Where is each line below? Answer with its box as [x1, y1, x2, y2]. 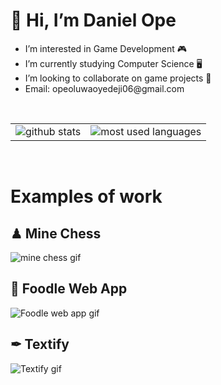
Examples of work [10, 185, 163, 208]
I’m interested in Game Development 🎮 [24, 42, 187, 54]
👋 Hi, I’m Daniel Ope [10, 9, 177, 32]
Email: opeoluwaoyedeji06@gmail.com [24, 82, 185, 94]
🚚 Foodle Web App [10, 280, 128, 298]
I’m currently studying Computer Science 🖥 [24, 57, 203, 69]
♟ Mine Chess [10, 225, 102, 242]
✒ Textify [10, 336, 70, 353]
